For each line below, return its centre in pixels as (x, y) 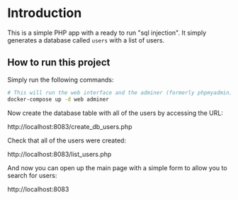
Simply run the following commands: (61, 79)
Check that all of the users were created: (67, 140)
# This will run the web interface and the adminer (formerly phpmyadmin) (120, 93)
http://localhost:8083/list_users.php (59, 154)
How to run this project (59, 63)
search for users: (32, 175)
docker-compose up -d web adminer (58, 99)
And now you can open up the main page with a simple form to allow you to (118, 167)
